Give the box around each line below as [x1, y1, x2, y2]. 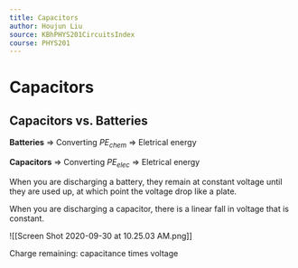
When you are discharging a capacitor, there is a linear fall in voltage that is [9, 203, 289, 214]
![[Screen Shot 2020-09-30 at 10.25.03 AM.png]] [9, 230, 192, 241]
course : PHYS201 [9, 38, 70, 48]
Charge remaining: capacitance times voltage [9, 247, 179, 258]
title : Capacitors [9, 13, 79, 23]
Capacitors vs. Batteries [9, 113, 148, 128]
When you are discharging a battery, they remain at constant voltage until [9, 176, 283, 187]
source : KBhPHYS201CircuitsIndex [9, 30, 135, 39]
